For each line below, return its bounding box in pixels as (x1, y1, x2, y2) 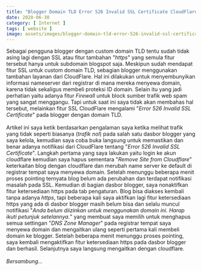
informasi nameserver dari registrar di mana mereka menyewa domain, (6, 79, 182, 87)
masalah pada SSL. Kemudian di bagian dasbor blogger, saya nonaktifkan (6, 181, 188, 189)
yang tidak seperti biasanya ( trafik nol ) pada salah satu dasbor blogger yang (6, 130, 195, 138)
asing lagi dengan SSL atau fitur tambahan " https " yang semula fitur (6, 54, 175, 61)
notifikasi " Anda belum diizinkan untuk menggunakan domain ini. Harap (6, 207, 185, 214)
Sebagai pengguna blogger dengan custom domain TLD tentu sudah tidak (6, 47, 190, 55)
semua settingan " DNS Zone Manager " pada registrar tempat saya (6, 219, 171, 227)
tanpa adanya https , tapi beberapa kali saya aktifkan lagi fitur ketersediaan (6, 194, 191, 201)
